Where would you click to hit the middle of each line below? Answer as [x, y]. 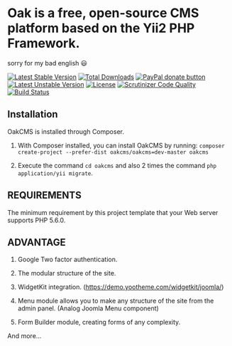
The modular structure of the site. [67, 273]
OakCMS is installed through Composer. [66, 131]
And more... [24, 336]
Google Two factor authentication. [67, 259]
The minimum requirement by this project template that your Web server [113, 212]
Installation [33, 114]
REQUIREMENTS [44, 195]
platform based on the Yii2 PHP [101, 28]
